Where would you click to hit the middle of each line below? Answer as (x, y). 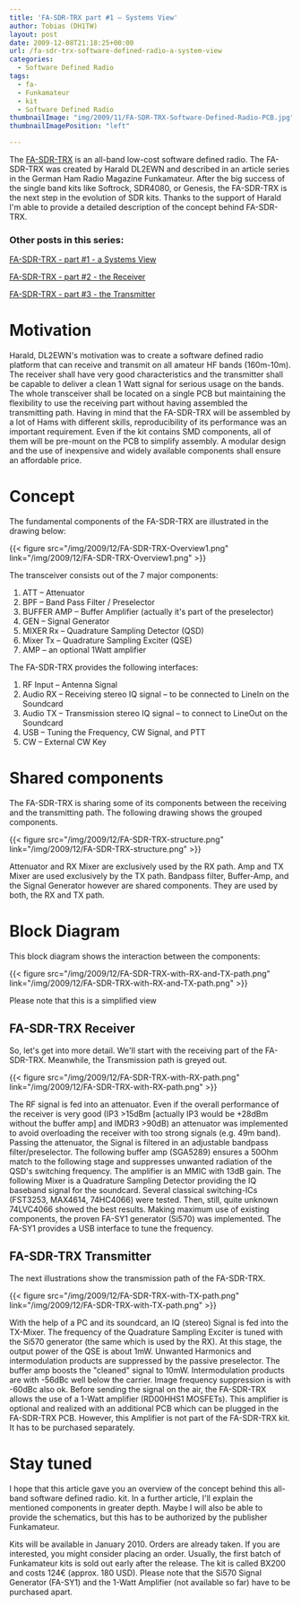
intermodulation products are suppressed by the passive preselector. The (145, 1360)
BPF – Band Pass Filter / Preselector (88, 602)
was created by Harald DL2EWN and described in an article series (168, 169)
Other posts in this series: (67, 240)
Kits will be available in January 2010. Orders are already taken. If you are (145, 1544)
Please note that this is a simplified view (83, 1001)
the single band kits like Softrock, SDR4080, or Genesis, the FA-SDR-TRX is (148, 188)
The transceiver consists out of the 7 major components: (114, 575)
